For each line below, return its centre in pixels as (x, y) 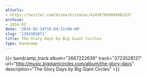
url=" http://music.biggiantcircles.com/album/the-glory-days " (70, 63)
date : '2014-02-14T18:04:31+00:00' (43, 29)
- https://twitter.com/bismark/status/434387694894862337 (68, 15)
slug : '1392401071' (26, 34)
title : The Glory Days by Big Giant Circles (54, 39)
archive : (15, 20)
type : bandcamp (22, 44)
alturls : (15, 10)
